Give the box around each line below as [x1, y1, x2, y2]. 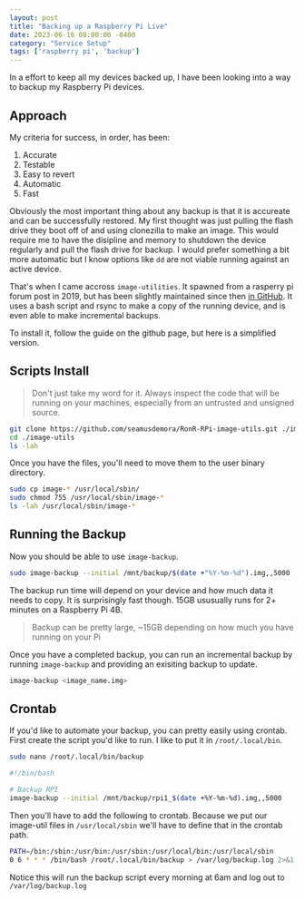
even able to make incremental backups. [9, 309, 162, 320]
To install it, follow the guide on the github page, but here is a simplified [9, 328, 277, 338]
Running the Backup [9, 527, 127, 543]
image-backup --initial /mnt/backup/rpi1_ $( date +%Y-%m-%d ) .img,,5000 [9, 794, 282, 803]
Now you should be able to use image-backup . [9, 551, 179, 562]
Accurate [22, 149, 57, 160]
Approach [9, 108, 67, 123]
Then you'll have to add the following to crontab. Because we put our [9, 809, 268, 821]
